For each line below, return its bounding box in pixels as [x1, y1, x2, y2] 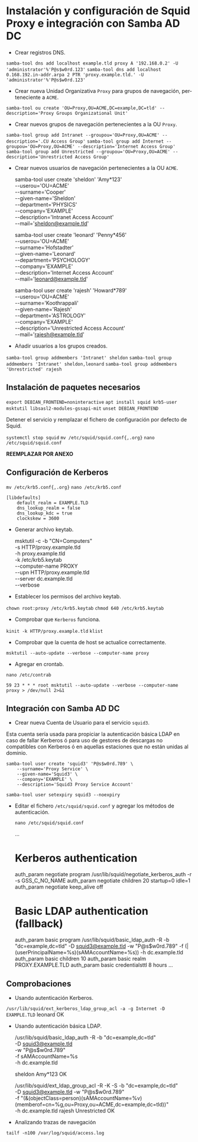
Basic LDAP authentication [14, 904, 149, 918]
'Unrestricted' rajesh [6, 366, 62, 372]
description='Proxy [6, 110, 54, 116]
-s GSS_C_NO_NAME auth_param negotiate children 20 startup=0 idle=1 [14, 877, 191, 884]
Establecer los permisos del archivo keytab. [14, 593, 121, 600]
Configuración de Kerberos [6, 468, 109, 478]
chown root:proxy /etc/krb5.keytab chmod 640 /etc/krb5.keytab [6, 605, 164, 611]
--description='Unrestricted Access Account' [14, 324, 125, 332]
